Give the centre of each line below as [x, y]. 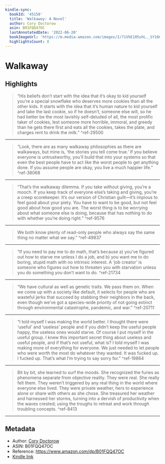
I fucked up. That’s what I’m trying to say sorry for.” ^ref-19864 [80, 358]
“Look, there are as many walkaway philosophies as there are [79, 146]
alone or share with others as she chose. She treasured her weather [86, 393]
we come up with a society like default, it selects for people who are [86, 292]
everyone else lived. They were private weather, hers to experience [85, 388]
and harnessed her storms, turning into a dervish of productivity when [88, 398]
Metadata [20, 429]
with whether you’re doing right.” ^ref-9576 [61, 218]
